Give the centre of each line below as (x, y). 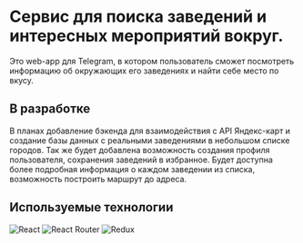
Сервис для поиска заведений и (138, 17)
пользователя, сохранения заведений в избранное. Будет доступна (141, 160)
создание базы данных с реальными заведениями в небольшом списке (150, 140)
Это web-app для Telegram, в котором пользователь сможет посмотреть (152, 61)
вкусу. (22, 80)
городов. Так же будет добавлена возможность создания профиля (140, 150)
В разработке (50, 109)
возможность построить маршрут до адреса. (98, 179)
